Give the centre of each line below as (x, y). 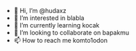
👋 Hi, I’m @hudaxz (40, 11)
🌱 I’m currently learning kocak (57, 25)
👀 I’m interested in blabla (49, 18)
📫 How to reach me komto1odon (61, 40)
